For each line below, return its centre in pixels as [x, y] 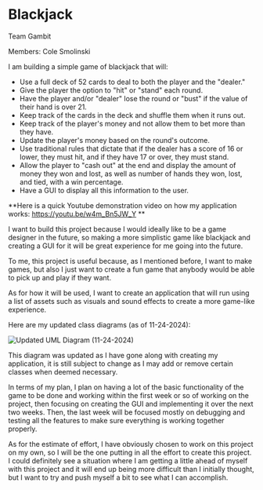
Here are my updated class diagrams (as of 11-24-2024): [99, 324]
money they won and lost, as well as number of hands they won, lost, [131, 174]
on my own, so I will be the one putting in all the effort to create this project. [130, 452]
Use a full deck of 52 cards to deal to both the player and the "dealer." [132, 82]
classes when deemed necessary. [63, 371]
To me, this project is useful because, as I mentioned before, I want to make [130, 261]
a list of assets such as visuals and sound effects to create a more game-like [131, 301]
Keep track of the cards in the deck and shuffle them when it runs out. [132, 115]
